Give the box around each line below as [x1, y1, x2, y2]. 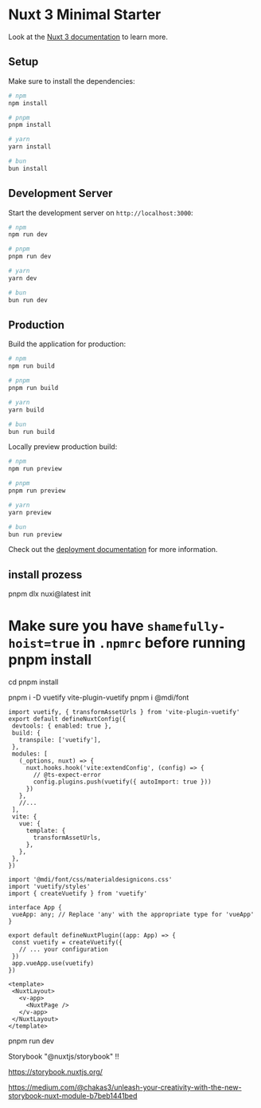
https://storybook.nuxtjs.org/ [8, 1067, 103, 1077]
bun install [8, 164, 48, 172]
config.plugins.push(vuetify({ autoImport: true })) [33, 778, 212, 787]
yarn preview [8, 508, 52, 516]
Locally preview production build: [8, 442, 118, 451]
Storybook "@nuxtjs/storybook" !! [8, 1051, 119, 1062]
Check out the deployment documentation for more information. [8, 545, 218, 554]
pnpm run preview [8, 487, 66, 495]
